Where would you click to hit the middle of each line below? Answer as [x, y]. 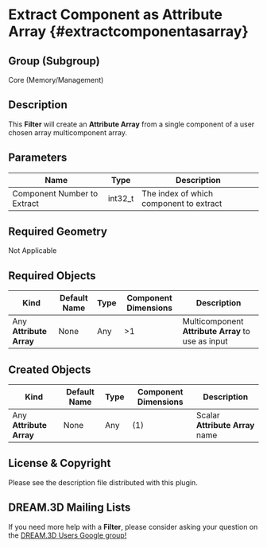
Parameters [38, 158]
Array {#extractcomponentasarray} [128, 31]
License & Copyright [60, 463]
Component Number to [55, 193]
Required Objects [52, 276]
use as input [205, 341]
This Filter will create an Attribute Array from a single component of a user [132, 124]
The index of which [177, 193]
